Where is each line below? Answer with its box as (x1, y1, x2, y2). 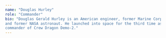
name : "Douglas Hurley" (5, 7, 54, 12)
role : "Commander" (5, 12, 43, 17)
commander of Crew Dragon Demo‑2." (5, 26, 79, 31)
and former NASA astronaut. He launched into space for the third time (5, 21, 156, 26)
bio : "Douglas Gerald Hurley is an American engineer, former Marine (5, 16, 152, 21)
